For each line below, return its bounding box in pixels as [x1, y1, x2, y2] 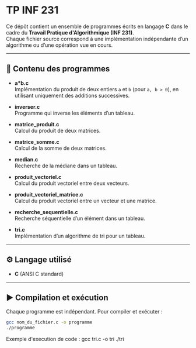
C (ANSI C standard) [14, 270, 64, 277]
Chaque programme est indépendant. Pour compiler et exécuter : [6, 308, 163, 315]
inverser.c [14, 103, 40, 110]
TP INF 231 [6, 4, 59, 17]
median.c [14, 156, 38, 163]
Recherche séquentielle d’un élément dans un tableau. [14, 215, 146, 222]
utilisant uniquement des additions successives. [14, 92, 130, 99]
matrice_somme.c [14, 138, 60, 145]
